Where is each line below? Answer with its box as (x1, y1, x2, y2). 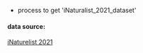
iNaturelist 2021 (7, 38, 53, 47)
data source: (7, 22, 46, 30)
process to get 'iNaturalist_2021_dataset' (17, 6, 137, 14)
